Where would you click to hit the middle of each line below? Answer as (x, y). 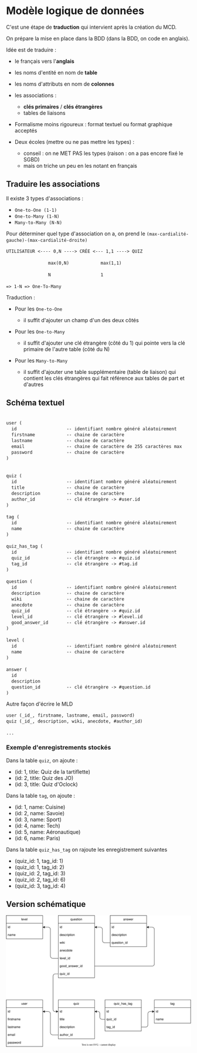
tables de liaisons (44, 113)
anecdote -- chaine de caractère (68, 605)
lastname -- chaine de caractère (68, 441)
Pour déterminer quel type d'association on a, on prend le (76, 234)
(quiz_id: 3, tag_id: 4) (40, 886)
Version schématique (46, 904)
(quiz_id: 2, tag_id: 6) (40, 879)
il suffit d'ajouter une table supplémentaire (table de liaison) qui (100, 372)
